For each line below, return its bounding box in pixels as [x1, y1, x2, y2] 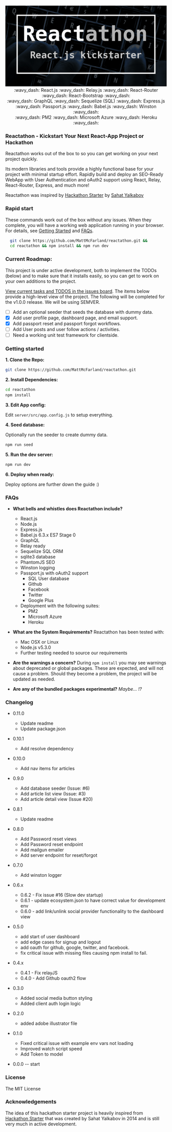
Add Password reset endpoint [20, 841, 83, 848]
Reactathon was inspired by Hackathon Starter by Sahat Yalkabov [5, 192, 144, 198]
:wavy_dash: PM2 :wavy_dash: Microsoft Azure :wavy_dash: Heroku [14, 114, 157, 120]
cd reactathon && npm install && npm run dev [10, 243, 109, 249]
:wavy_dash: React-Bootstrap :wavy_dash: [41, 93, 131, 98]
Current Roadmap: [5, 256, 52, 263]
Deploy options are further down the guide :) [5, 481, 99, 487]
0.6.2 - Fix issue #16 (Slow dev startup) [20, 892, 103, 898]
